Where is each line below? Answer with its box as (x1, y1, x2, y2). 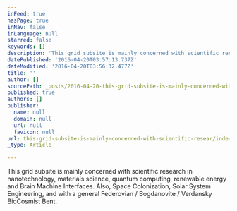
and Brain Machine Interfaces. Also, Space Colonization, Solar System (7, 182, 212, 191)
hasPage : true (7, 17, 49, 24)
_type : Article (7, 142, 52, 149)
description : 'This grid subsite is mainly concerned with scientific (7, 50, 219, 57)
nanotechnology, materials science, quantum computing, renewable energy (7, 174, 227, 183)
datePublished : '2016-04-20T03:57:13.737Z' (7, 56, 138, 64)
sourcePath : (7, 83, 42, 90)
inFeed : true (7, 10, 46, 18)
